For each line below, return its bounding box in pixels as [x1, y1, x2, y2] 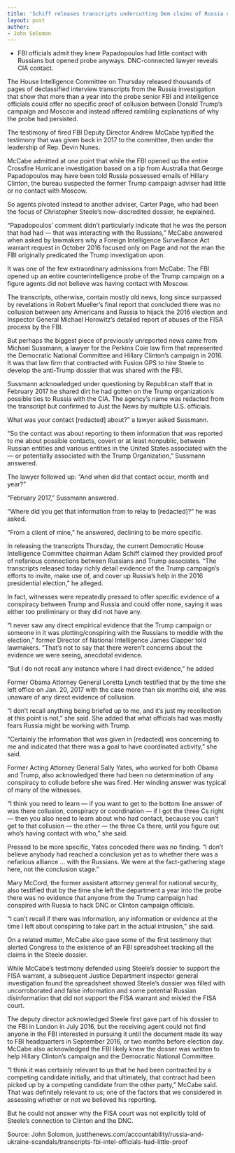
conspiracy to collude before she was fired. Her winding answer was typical [7, 779, 226, 787]
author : [7, 23, 30, 30]
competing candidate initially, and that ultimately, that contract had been [7, 1073, 215, 1082]
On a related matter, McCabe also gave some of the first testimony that [7, 936, 212, 944]
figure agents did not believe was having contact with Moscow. [7, 280, 189, 288]
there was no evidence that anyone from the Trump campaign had [7, 894, 198, 902]
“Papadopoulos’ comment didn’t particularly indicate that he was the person [7, 221, 227, 230]
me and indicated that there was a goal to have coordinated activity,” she [7, 742, 218, 751]
